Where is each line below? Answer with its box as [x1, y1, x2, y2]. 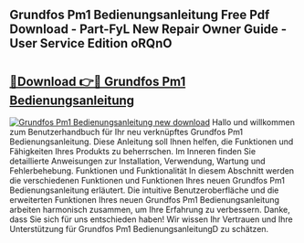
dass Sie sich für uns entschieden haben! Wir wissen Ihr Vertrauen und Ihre [9, 214, 294, 225]
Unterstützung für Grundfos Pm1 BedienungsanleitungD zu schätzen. [9, 224, 269, 234]
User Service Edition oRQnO [9, 36, 173, 51]
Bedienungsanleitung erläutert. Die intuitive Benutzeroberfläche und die [9, 185, 279, 195]
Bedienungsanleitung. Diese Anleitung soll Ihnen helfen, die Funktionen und [9, 136, 294, 147]
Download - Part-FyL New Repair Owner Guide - [9, 22, 288, 37]
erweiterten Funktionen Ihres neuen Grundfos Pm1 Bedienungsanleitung [9, 195, 280, 205]
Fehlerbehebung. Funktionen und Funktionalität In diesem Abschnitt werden [9, 165, 295, 176]
